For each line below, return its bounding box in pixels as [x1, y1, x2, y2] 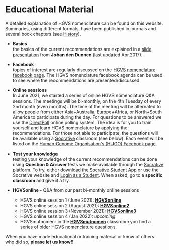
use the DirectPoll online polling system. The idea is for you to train [12, 119, 152, 125]
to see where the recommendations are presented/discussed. [12, 77, 141, 83]
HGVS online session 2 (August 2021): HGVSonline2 [20, 202, 130, 208]
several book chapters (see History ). [5, 31, 81, 37]
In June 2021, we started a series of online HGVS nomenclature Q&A [12, 92, 155, 98]
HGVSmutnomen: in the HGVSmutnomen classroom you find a [20, 218, 151, 224]
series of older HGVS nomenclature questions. [20, 224, 117, 230]
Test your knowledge [12, 151, 58, 157]
